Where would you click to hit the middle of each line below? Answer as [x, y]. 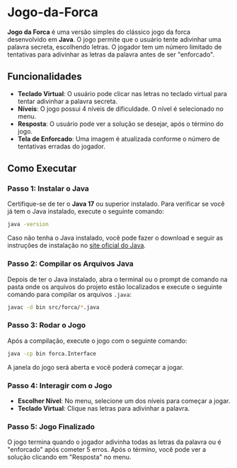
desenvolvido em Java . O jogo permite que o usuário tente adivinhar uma [114, 39]
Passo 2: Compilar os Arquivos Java [71, 264]
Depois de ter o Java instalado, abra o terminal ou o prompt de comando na [117, 279]
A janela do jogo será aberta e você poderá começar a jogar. [96, 367]
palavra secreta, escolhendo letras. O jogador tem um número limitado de [115, 47]
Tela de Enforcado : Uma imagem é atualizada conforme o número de [118, 139]
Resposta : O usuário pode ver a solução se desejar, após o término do [121, 124]
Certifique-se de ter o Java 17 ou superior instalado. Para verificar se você [116, 204]
